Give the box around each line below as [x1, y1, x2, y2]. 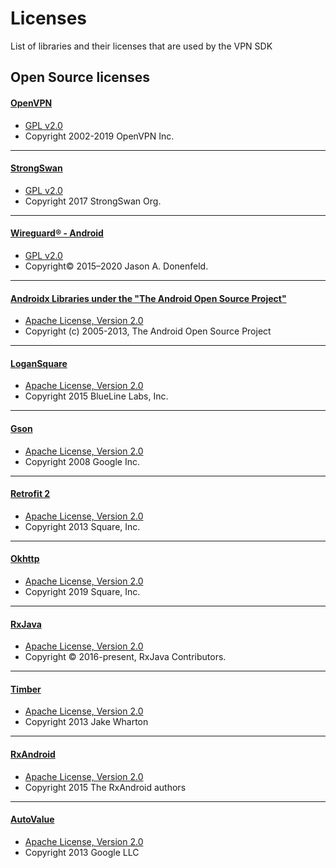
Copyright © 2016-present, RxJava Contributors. [24, 651, 227, 663]
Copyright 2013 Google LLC [24, 846, 140, 858]
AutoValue [10, 813, 55, 826]
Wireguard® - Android [10, 227, 104, 239]
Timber [10, 683, 42, 695]
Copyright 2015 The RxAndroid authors [24, 781, 187, 793]
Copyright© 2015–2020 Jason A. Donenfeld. [24, 260, 209, 272]
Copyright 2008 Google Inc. [24, 455, 140, 467]
